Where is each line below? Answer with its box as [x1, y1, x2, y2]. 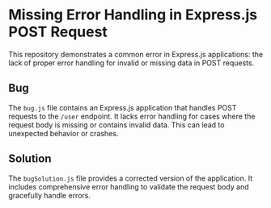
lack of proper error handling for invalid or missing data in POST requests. [8, 58, 255, 68]
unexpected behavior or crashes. [8, 128, 119, 138]
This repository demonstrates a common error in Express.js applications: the [8, 49, 264, 59]
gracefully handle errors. [8, 190, 91, 200]
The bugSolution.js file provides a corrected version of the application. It [8, 173, 253, 183]
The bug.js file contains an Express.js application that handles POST [8, 102, 237, 112]
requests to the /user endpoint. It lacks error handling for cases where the [8, 111, 256, 121]
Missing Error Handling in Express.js [8, 6, 258, 24]
